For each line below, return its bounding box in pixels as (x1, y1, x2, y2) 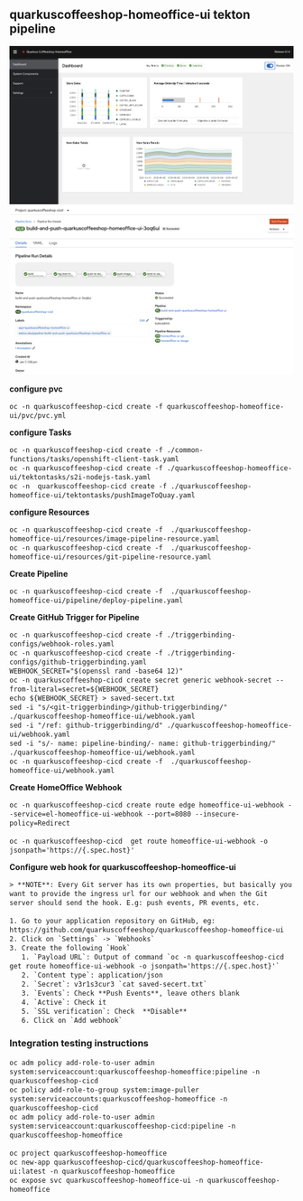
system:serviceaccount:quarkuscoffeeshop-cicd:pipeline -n (9, 1121, 236, 1131)
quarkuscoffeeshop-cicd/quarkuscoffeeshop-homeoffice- (53, 1158, 264, 1168)
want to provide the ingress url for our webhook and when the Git (9, 889, 269, 898)
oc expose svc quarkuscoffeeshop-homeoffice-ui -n (9, 1176, 204, 1186)
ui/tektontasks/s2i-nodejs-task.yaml (9, 472, 151, 482)
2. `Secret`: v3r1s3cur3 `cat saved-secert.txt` (21, 979, 207, 988)
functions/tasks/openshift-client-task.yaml (9, 454, 179, 464)
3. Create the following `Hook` (9, 943, 131, 952)
